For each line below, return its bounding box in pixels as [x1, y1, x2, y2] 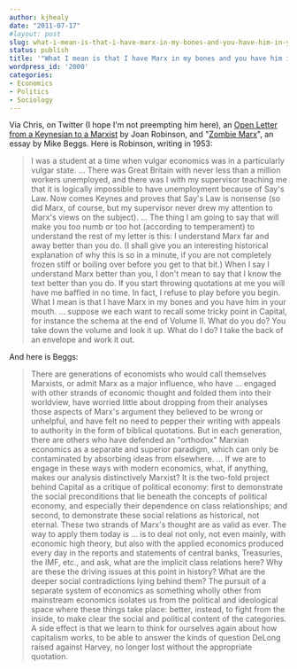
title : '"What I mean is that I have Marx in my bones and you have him [9, 54, 283, 63]
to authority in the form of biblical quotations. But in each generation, [30, 425, 283, 436]
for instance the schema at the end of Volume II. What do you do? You [30, 315, 286, 326]
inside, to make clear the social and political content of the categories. [30, 613, 287, 625]
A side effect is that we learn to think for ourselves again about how [30, 623, 278, 634]
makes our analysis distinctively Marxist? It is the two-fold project [30, 472, 270, 483]
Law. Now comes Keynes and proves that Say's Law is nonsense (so [30, 193, 281, 204]
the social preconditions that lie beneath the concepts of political [30, 491, 268, 502]
